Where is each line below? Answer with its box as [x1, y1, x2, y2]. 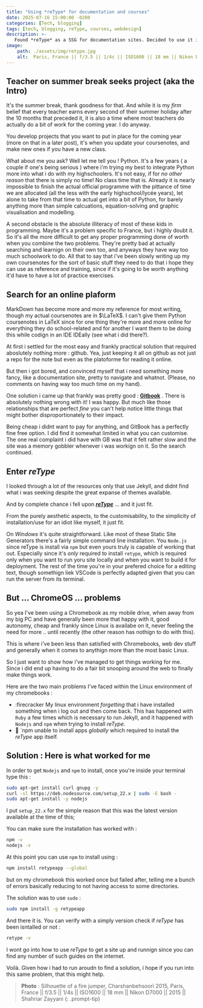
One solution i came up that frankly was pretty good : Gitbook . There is [6, 392, 185, 399]
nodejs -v [6, 842, 31, 849]
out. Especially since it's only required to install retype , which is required [6, 550, 187, 557]
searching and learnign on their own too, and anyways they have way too [6, 246, 188, 254]
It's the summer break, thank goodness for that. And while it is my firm [6, 102, 182, 109]
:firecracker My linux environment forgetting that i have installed [14, 701, 175, 708]
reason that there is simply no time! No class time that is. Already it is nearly [6, 177, 195, 184]
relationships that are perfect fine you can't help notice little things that [6, 405, 183, 412]
